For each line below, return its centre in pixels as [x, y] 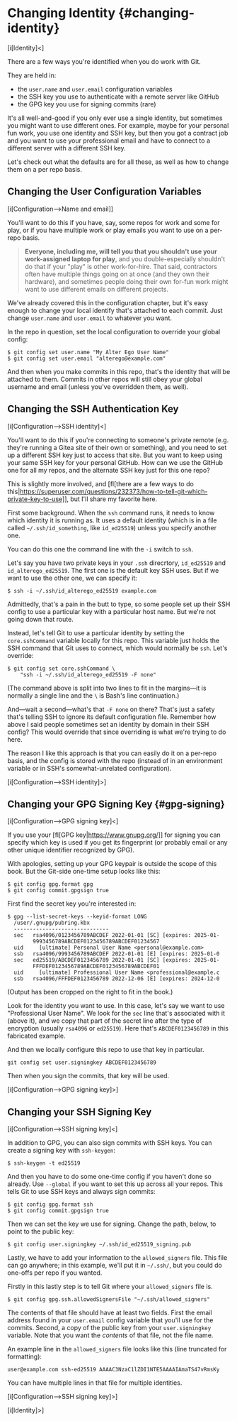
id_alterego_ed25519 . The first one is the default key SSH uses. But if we [113, 570]
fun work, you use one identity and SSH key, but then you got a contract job [118, 133]
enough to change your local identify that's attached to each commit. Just [115, 310]
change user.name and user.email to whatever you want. [89, 318]
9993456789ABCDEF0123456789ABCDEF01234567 [96, 942]
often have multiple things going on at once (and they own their [117, 274]
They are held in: [32, 75]
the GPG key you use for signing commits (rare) [87, 104]
